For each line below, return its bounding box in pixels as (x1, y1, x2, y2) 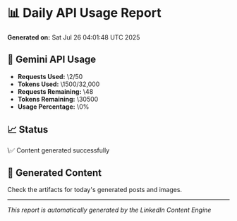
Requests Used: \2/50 (17, 72, 83, 80)
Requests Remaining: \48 (17, 87, 94, 95)
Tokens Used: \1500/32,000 (17, 80, 100, 88)
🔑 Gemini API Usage (7, 54, 97, 66)
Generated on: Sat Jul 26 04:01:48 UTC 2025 (7, 32, 140, 42)
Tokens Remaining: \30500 (17, 95, 99, 103)
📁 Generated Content (7, 167, 102, 179)
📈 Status (7, 124, 49, 136)
